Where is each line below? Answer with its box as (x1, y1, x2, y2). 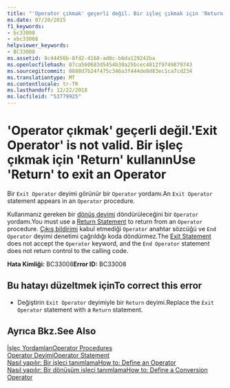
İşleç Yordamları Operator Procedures (7, 343, 112, 352)
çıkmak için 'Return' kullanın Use (7, 152, 196, 168)
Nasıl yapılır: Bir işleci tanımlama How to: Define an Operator (7, 358, 177, 367)
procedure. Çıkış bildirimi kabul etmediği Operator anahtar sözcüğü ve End (7, 224, 217, 233)
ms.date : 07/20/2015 (7, 17, 67, 23)
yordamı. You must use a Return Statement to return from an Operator (7, 217, 203, 226)
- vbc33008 (7, 36, 39, 43)
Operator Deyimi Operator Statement (7, 351, 110, 359)
